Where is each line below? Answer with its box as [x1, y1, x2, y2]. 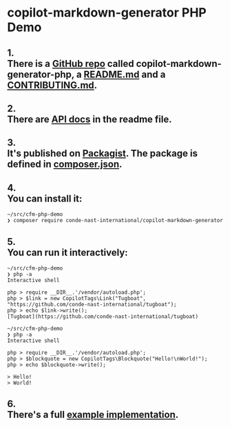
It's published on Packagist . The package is [7, 148, 198, 159]
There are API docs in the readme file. [7, 113, 172, 125]
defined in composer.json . [7, 159, 123, 170]
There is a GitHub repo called [7, 57, 134, 70]
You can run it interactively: [7, 246, 129, 258]
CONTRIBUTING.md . [7, 79, 98, 91]
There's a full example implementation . [7, 409, 179, 421]
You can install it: [7, 192, 83, 204]
